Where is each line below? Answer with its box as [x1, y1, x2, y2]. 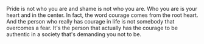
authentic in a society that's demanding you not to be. [6, 31, 142, 38]
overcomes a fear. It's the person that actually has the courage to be [6, 24, 178, 31]
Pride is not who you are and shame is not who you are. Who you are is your [6, 5, 198, 12]
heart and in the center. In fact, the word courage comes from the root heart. [6, 11, 199, 19]
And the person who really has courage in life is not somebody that [6, 18, 175, 25]
